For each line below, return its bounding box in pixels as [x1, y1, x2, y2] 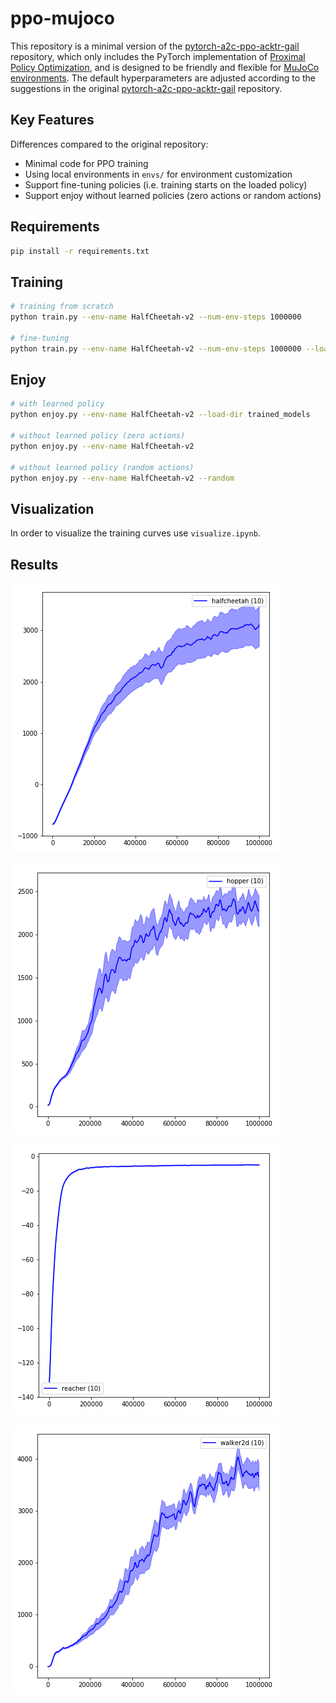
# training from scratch [10, 302, 114, 312]
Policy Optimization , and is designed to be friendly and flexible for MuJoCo [10, 61, 320, 73]
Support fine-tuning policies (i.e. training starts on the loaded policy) [24, 178, 308, 191]
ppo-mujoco [10, 7, 115, 30]
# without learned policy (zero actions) [10, 431, 186, 441]
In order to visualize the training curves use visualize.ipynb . [10, 527, 261, 539]
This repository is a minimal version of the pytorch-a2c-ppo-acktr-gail [10, 40, 300, 52]
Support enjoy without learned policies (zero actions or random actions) [24, 189, 322, 201]
